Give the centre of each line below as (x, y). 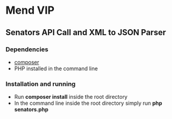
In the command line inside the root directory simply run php (88, 103)
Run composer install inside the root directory (71, 97)
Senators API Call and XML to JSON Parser (86, 32)
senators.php (31, 109)
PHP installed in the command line (56, 68)
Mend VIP (30, 10)
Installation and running (41, 84)
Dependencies (27, 49)
